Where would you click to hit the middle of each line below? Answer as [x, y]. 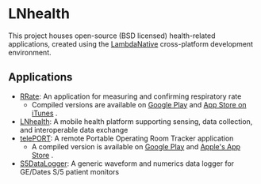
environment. [30, 52]
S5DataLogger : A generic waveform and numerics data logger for [127, 163]
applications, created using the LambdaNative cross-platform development [131, 43]
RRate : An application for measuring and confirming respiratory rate [130, 96]
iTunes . [44, 113]
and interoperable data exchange [74, 130]
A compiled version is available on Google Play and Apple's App [136, 146]
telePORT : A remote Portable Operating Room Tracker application [127, 138]
